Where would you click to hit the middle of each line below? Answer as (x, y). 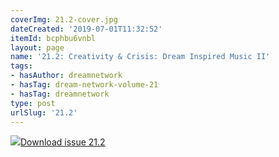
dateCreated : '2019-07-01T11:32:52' (86, 29)
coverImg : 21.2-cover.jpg (64, 19)
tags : (21, 66)
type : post (33, 103)
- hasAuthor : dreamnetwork (66, 76)
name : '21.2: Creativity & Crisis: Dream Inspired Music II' (140, 57)
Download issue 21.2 (63, 142)
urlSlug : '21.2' (44, 112)
